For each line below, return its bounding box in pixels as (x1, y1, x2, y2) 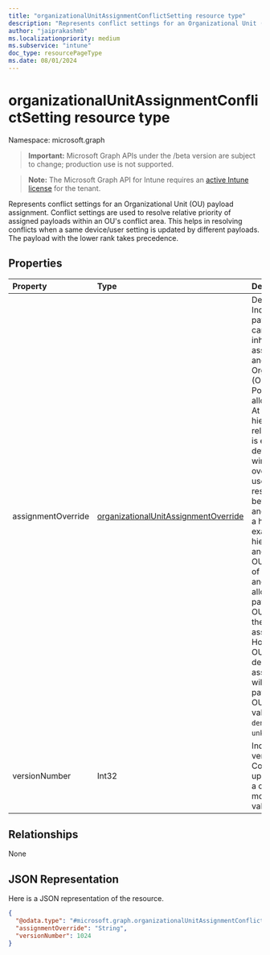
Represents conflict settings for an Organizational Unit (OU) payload (8, 199, 235, 209)
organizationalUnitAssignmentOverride (96, 511, 244, 522)
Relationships (8, 828, 79, 841)
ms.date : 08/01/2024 (8, 57, 78, 65)
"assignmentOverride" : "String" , (15, 924, 128, 932)
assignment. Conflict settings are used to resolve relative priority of (8, 207, 231, 217)
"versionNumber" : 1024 (15, 932, 92, 940)
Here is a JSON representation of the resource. (8, 894, 165, 903)
